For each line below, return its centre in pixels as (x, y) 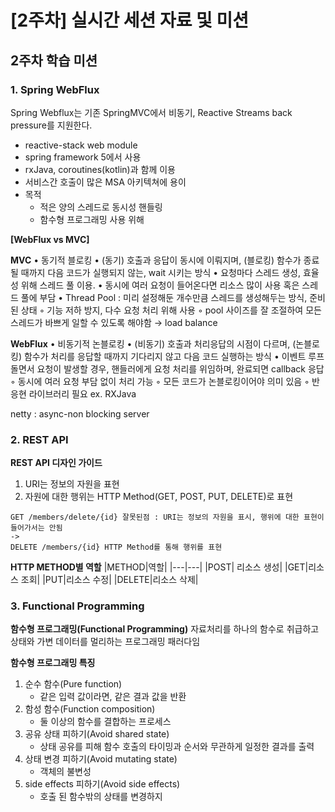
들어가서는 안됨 (36, 528)
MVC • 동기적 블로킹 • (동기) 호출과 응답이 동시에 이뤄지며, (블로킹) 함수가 (156, 260)
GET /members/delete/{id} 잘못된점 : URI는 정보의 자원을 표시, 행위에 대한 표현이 (167, 517)
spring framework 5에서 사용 (83, 157)
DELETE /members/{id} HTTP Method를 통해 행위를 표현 (116, 547)
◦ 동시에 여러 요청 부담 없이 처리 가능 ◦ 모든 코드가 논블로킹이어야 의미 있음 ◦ (160, 381)
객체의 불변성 (65, 772)
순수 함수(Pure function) (73, 684)
